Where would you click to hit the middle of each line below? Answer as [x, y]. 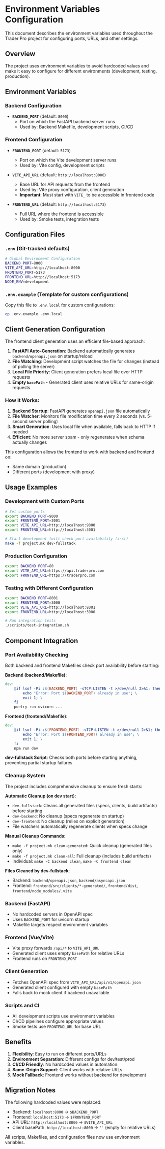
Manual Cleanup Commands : [35, 836]
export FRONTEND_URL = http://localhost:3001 [50, 530]
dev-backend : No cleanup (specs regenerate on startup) [68, 816]
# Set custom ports [25, 511]
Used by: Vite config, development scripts [62, 165]
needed [20, 431]
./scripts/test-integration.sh [37, 625]
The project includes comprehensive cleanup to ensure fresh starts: [74, 786]
